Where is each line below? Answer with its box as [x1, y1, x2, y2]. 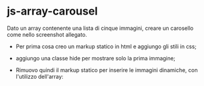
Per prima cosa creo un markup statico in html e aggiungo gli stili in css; [15, 43, 197, 50]
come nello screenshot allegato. [7, 30, 88, 38]
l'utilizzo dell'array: [15, 73, 63, 80]
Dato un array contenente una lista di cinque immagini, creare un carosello [7, 24, 194, 32]
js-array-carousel [7, 4, 98, 18]
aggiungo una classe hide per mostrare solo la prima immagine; [15, 54, 175, 62]
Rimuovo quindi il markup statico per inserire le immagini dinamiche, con [15, 66, 198, 74]
